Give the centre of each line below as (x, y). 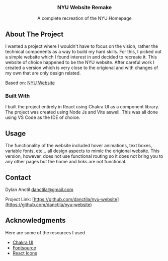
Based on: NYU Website (30, 83)
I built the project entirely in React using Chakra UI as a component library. (82, 107)
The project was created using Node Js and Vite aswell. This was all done (82, 112)
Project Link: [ (20, 200)
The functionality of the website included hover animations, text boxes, (79, 146)
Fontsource (24, 247)
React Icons (25, 253)
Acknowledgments (36, 220)
